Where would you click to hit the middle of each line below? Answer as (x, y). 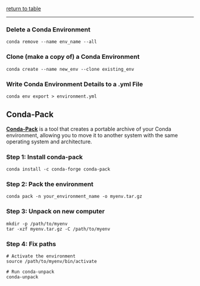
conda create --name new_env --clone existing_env (70, 69)
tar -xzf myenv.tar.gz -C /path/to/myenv (58, 229)
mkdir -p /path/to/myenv (37, 224)
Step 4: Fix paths (31, 244)
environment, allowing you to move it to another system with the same (92, 135)
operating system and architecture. (49, 142)
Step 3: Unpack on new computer (56, 212)
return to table (24, 9)
